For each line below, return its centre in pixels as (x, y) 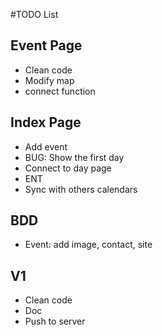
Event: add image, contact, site (88, 245)
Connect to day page (68, 168)
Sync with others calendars (81, 189)
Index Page (46, 122)
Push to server (55, 321)
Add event (46, 146)
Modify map (49, 80)
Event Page (46, 45)
